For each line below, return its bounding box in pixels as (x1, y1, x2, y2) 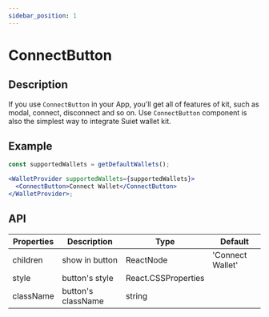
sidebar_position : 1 (8, 11, 78, 20)
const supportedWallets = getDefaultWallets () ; (8, 161, 171, 169)
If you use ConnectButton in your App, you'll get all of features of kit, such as (8, 99, 259, 109)
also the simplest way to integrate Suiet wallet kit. (8, 116, 172, 126)
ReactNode (125, 254, 168, 265)
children (12, 254, 43, 265)
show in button (62, 254, 118, 265)
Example (8, 139, 53, 153)
